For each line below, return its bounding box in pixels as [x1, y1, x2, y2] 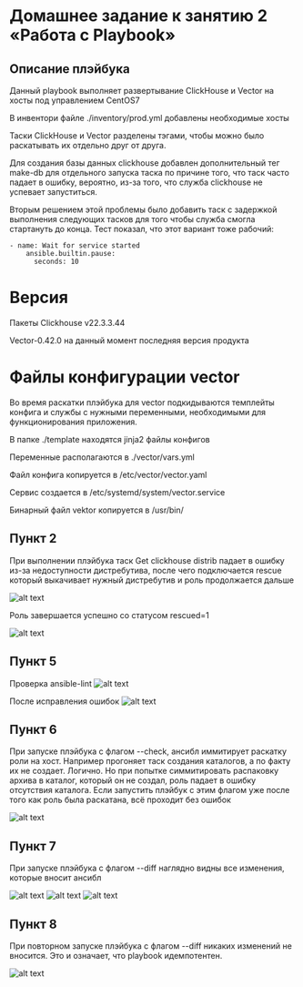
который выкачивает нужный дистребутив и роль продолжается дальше [9, 575, 294, 585]
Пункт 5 [9, 654, 57, 669]
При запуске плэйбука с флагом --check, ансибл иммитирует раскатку [9, 746, 288, 757]
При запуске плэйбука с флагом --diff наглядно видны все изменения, [9, 862, 285, 874]
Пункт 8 [9, 916, 57, 931]
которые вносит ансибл [9, 872, 102, 883]
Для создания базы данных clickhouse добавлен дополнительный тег [9, 158, 280, 168]
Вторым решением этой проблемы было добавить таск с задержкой [9, 204, 278, 215]
